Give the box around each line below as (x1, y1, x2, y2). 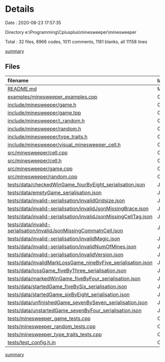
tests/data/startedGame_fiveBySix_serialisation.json (7, 283, 128, 290)
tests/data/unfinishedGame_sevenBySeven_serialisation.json (7, 299, 148, 306)
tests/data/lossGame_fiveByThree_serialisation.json (7, 267, 127, 274)
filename (7, 77, 29, 84)
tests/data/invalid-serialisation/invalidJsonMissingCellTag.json (7, 213, 153, 220)
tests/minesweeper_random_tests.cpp (7, 323, 96, 330)
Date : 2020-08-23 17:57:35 (5, 20, 61, 26)
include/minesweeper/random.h (7, 125, 82, 132)
